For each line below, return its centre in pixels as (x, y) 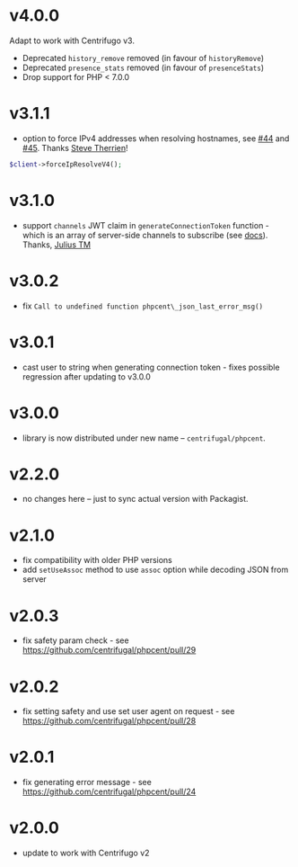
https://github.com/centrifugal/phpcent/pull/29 (109, 650)
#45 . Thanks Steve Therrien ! (75, 147)
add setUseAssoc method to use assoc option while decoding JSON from (155, 570)
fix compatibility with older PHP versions (97, 560)
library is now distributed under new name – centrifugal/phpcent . (144, 438)
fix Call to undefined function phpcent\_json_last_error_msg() (143, 306)
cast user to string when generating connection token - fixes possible (151, 367)
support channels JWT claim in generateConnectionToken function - (145, 225)
